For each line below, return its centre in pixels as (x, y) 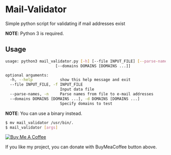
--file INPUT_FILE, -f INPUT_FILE (46, 85)
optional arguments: (27, 75)
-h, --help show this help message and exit (70, 80)
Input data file (77, 89)
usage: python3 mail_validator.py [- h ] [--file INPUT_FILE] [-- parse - (82, 61)
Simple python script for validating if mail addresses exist (65, 23)
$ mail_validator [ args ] (32, 127)
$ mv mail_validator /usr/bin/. (39, 123)
